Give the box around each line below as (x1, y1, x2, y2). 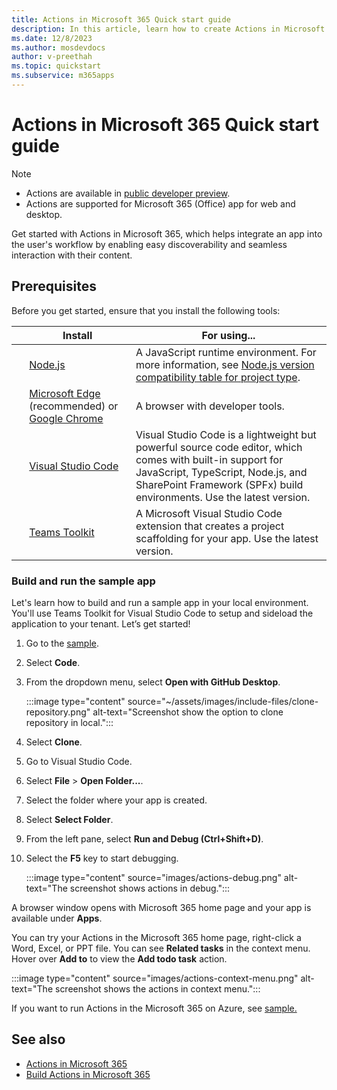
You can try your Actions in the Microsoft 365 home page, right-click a (11, 931, 302, 943)
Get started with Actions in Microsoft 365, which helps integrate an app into (11, 227, 323, 240)
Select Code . (25, 656, 81, 668)
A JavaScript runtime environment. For (135, 345, 317, 359)
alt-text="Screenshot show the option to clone (92, 706, 284, 718)
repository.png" (25, 706, 91, 718)
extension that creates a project (135, 519, 285, 533)
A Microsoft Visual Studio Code (135, 506, 283, 520)
